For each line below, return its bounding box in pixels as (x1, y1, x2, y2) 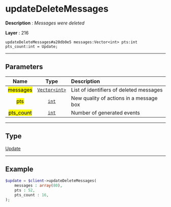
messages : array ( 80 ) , (14, 183, 63, 188)
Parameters (5, 63, 43, 71)
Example (5, 165, 34, 173)
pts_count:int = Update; (5, 44, 58, 49)
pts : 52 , (14, 188, 36, 193)
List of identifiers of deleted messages (71, 86, 163, 93)
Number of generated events (71, 109, 140, 116)
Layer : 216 (5, 29, 29, 36)
